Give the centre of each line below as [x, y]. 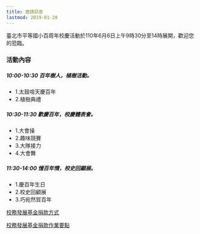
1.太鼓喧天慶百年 [35, 92]
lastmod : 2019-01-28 [32, 17]
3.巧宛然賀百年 [33, 200]
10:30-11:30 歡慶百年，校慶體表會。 [51, 114]
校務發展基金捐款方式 [33, 212]
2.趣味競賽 [28, 138]
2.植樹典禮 [28, 100]
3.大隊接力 [28, 146]
